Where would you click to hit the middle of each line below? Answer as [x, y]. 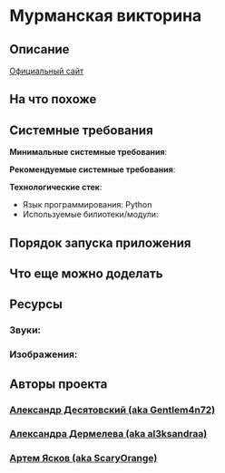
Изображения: [44, 354]
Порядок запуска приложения [100, 242]
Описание [39, 49]
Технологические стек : [56, 188]
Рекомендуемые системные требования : [93, 169]
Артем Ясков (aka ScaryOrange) [83, 459]
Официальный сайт [47, 71]
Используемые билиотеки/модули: [90, 215]
